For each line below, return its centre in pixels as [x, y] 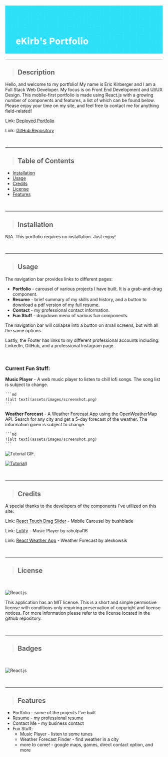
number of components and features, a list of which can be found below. [80, 101]
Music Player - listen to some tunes [56, 734]
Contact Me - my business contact [48, 723]
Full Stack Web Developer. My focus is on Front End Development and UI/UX [84, 90]
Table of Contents [46, 161]
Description [36, 72]
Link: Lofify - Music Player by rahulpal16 [46, 530]
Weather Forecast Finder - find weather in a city [69, 739]
